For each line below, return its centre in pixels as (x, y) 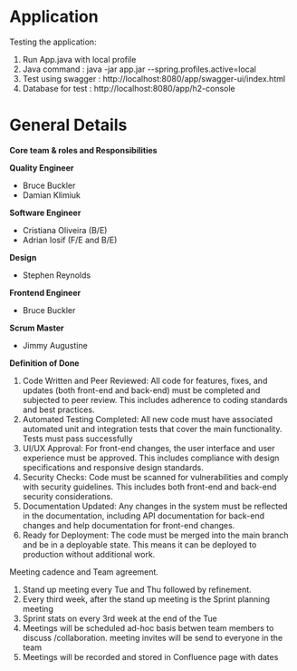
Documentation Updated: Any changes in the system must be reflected (155, 506)
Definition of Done (44, 363)
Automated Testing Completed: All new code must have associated (148, 419)
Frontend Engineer (45, 292)
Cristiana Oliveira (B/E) (65, 230)
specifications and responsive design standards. (113, 467)
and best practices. (58, 410)
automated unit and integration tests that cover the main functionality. (152, 429)
